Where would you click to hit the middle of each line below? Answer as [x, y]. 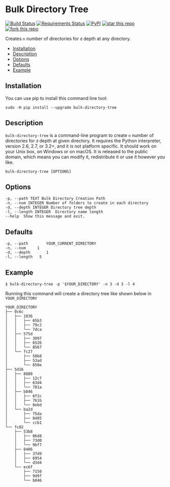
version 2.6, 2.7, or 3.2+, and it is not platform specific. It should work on [81, 146]
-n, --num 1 [22, 248]
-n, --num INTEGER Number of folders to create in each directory [77, 203]
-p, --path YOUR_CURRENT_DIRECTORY [51, 244]
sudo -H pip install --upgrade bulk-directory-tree [61, 108]
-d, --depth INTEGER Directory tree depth [51, 207]
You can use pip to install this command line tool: [56, 98]
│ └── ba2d [19, 409]
